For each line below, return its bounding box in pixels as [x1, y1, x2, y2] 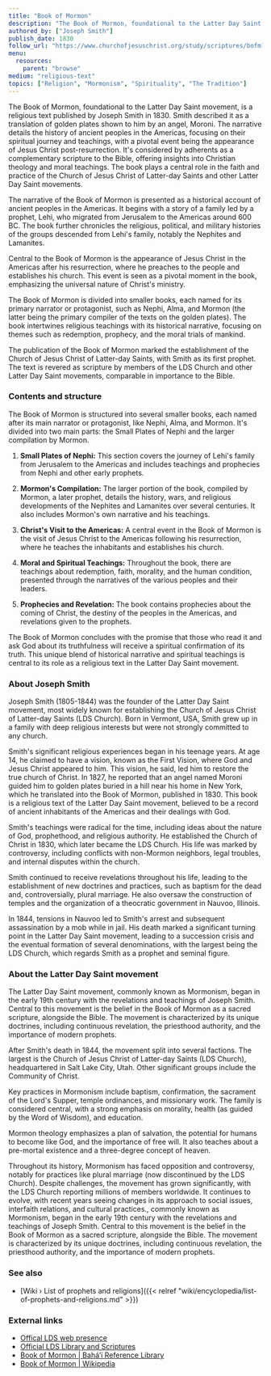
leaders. [19, 583, 48, 593]
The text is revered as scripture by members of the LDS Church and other [8, 362, 253, 372]
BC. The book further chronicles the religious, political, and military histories [8, 220, 261, 231]
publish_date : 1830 [8, 34, 74, 43]
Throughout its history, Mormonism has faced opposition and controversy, [8, 1162, 256, 1171]
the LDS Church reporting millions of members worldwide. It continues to [8, 1187, 252, 1197]
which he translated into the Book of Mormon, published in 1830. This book [8, 790, 258, 799]
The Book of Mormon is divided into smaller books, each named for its [8, 294, 242, 304]
